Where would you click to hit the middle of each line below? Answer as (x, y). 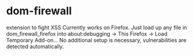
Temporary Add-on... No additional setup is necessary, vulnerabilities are (96, 40)
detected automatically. (35, 46)
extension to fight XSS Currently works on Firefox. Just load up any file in (97, 27)
